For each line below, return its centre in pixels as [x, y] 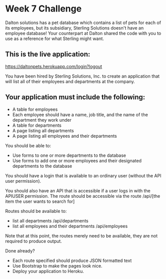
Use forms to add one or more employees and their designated [77, 160]
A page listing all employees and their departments [65, 136]
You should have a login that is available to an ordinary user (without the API [83, 175]
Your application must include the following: [75, 97]
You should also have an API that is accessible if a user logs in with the [78, 190]
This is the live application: [48, 54]
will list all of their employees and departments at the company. [70, 81]
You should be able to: [28, 145]
